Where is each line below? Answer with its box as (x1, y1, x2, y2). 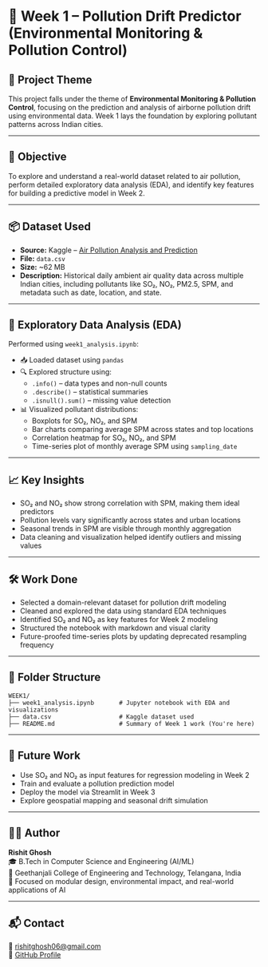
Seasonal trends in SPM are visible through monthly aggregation (19, 524, 232, 533)
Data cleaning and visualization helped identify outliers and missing (19, 533, 242, 542)
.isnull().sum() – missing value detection (31, 395, 171, 406)
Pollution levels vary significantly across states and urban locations (19, 515, 241, 525)
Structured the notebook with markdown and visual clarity (19, 623, 211, 633)
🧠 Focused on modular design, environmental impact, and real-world (8, 876, 234, 886)
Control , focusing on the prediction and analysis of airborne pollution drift (8, 103, 251, 112)
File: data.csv (19, 253, 65, 263)
